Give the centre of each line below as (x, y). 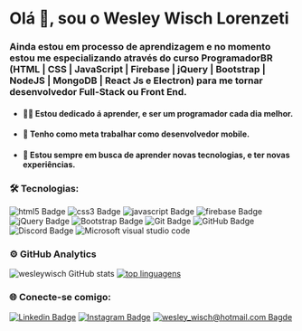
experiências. (49, 164)
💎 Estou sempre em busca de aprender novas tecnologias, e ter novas (156, 155)
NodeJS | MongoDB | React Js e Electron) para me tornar (137, 80)
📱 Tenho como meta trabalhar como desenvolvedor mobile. (136, 134)
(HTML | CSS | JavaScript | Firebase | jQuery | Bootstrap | (138, 70)
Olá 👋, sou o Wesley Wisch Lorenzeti (149, 19)
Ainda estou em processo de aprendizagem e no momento (140, 47)
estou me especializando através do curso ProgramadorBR (141, 58)
